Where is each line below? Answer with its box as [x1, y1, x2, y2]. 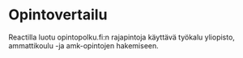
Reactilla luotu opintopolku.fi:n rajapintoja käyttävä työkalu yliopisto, [8, 32, 235, 42]
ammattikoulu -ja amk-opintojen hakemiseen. [8, 40, 160, 50]
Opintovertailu [8, 6, 108, 24]
